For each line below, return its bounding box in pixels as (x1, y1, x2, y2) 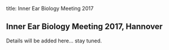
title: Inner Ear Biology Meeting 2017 (6, 5, 94, 12)
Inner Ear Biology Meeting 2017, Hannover (6, 22, 163, 31)
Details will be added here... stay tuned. (6, 37, 102, 44)
